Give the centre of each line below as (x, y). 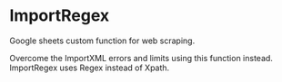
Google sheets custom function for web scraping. (102, 41)
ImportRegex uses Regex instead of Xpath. (90, 68)
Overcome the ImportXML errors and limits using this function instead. (141, 58)
